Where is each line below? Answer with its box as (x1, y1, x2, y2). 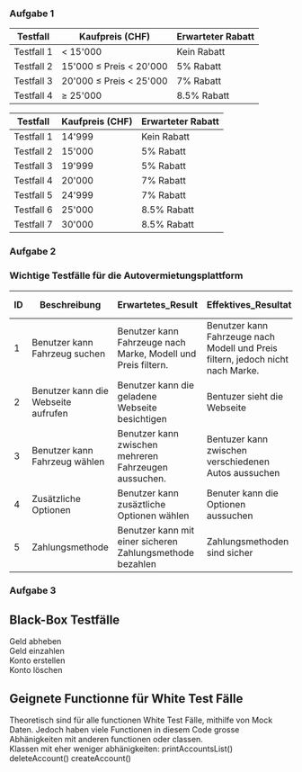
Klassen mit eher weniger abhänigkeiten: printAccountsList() (9, 743, 234, 754)
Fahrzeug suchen (31, 347, 106, 360)
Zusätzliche (31, 492, 81, 505)
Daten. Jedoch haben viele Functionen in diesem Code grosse (9, 724, 240, 735)
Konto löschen (9, 665, 63, 676)
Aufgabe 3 (9, 584, 57, 597)
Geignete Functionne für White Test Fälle (9, 691, 244, 706)
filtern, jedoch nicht (206, 353, 289, 365)
